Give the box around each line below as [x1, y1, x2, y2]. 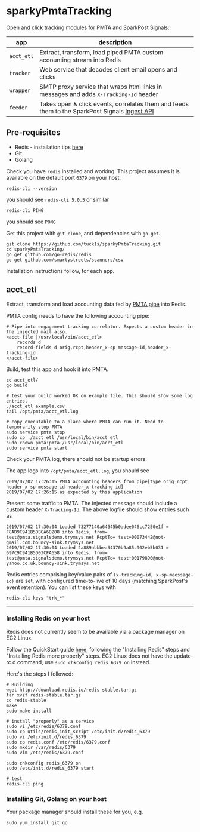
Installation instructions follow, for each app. [6, 267, 115, 274]
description [98, 38, 132, 46]
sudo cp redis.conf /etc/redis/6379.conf [6, 739, 111, 745]
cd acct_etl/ [6, 377, 39, 383]
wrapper [9, 87, 31, 94]
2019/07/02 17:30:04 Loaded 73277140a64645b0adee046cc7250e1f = [6, 524, 169, 530]
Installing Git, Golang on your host [6, 794, 107, 803]
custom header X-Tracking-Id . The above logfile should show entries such [6, 506, 189, 513]
